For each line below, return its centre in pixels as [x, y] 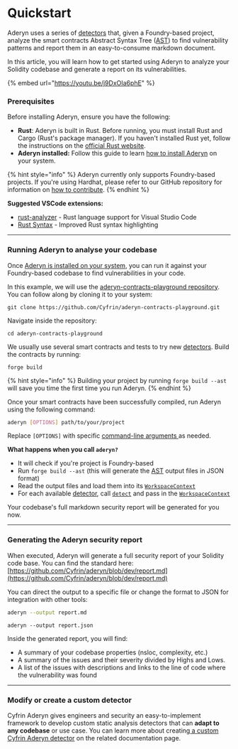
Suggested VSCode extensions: [56, 203]
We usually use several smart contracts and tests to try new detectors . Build [118, 347]
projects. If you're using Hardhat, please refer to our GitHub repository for [115, 182]
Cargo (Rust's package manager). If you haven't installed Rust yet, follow [124, 138]
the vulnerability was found [57, 675]
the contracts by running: [44, 354]
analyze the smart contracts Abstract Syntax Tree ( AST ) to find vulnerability [118, 40]
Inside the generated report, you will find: [68, 638]
